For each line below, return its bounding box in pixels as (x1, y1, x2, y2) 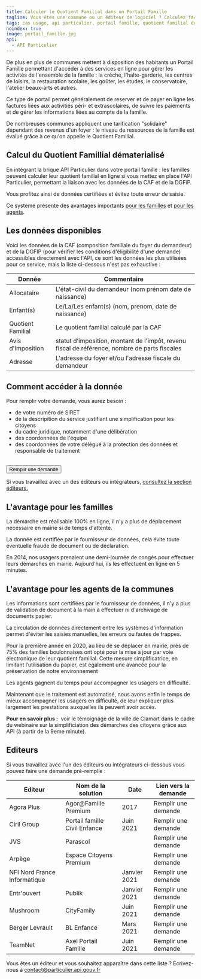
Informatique (9, 875, 45, 884)
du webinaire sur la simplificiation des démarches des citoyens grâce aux (6, 721, 187, 728)
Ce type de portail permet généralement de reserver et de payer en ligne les (6, 95, 194, 102)
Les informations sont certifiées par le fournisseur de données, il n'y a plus (6, 599, 191, 607)
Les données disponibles (6, 226, 102, 236)
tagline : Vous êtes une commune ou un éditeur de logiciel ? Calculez (6, 14, 186, 20)
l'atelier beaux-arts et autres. (6, 84, 78, 91)
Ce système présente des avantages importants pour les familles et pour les (6, 202, 194, 209)
